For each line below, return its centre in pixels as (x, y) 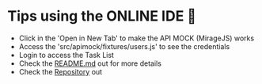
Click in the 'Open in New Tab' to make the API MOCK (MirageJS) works (137, 38)
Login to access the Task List (66, 55)
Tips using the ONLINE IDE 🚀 (102, 16)
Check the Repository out (61, 71)
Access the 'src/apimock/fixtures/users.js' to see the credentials (124, 46)
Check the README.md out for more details (90, 63)
